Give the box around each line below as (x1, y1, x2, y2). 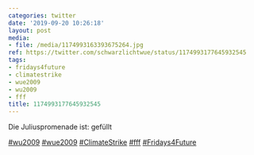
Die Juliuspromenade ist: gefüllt (8, 122, 113, 132)
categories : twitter (8, 11, 77, 20)
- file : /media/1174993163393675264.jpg (8, 41, 144, 49)
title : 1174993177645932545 (8, 100, 102, 108)
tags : (8, 56, 26, 64)
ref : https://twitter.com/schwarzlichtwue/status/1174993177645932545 (8, 48, 247, 56)
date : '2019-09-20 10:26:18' (8, 19, 105, 27)
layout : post (8, 26, 52, 34)
